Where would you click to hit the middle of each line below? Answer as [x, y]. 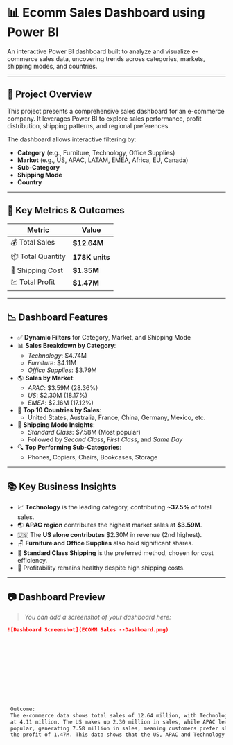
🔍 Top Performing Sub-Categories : [69, 448]
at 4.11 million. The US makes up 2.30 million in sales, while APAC [113, 722]
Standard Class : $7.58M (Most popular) [84, 432]
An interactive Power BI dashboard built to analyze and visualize [99, 51]
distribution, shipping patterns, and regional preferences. [88, 125]
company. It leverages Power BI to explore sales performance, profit [105, 119]
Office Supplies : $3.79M [62, 370]
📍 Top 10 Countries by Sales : [59, 410]
